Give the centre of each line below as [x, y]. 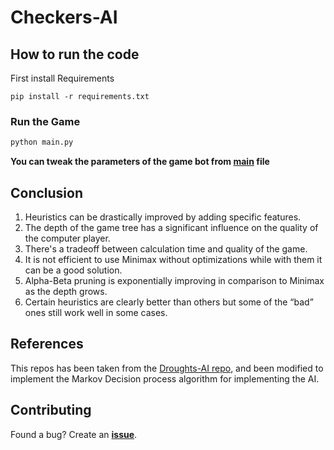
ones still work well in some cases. [96, 312]
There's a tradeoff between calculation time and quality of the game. [166, 248]
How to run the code [75, 54]
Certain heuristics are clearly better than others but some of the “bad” [169, 302]
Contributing [51, 410]
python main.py [42, 142]
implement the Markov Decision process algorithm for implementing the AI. [165, 378]
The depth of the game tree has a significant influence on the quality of [171, 227]
